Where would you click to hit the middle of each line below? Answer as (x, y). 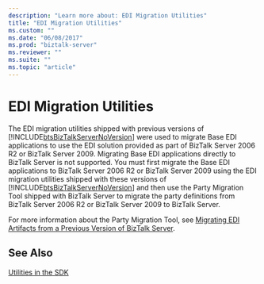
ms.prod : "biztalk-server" (53, 45)
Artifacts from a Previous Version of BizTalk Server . (92, 228)
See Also (31, 253)
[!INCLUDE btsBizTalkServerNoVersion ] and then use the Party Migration (126, 187)
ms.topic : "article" (42, 67)
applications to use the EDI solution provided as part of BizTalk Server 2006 (132, 145)
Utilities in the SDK (38, 272)
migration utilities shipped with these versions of (87, 178)
